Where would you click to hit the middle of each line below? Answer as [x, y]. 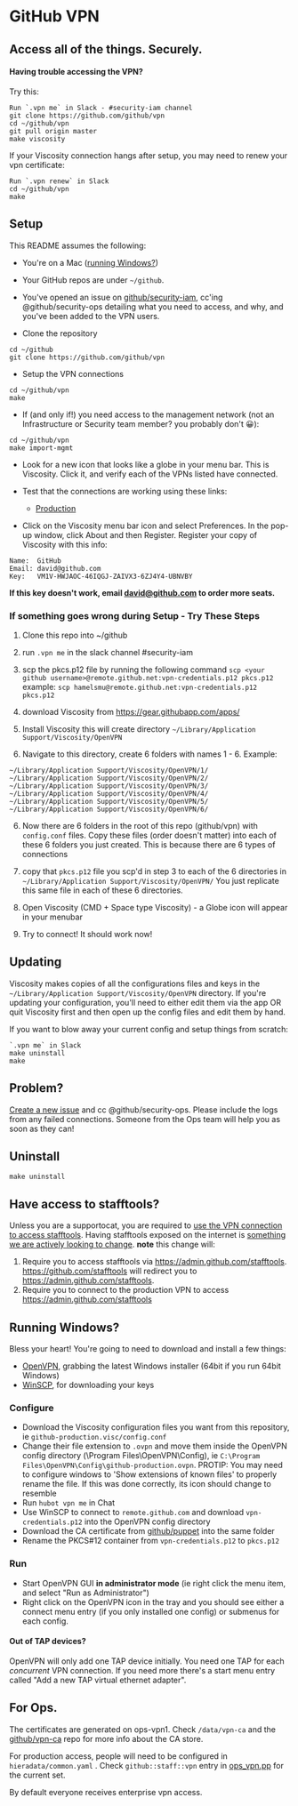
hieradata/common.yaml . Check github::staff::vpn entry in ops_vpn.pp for [147, 1765]
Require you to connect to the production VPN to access [125, 1290]
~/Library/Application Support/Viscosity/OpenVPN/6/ [109, 809]
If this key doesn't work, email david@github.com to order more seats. [142, 592]
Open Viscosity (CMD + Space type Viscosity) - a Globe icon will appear [155, 907]
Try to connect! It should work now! [87, 934]
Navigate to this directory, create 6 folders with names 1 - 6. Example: [149, 754]
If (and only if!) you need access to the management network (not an [148, 414]
